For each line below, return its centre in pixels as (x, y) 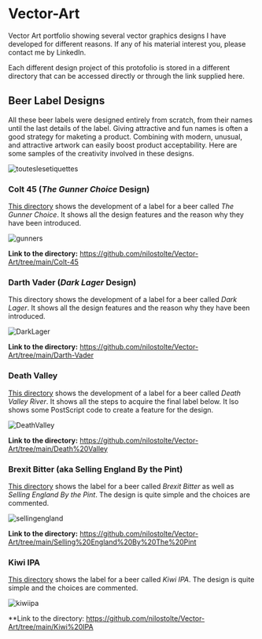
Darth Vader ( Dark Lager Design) (72, 282)
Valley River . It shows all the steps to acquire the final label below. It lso (124, 401)
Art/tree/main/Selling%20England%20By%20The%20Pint (102, 542)
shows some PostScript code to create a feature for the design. (111, 409)
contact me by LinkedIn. (47, 52)
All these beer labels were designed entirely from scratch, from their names (131, 120)
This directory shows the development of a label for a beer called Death (125, 393)
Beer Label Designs (57, 101)
